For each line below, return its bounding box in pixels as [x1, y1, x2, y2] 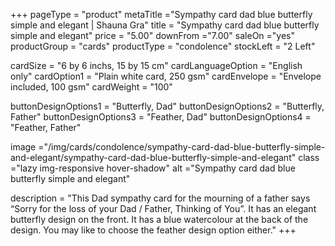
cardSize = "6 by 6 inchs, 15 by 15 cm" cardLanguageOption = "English [10, 60, 303, 71]
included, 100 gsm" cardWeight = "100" [10, 81, 173, 93]
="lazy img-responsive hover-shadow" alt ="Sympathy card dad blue [10, 162, 296, 174]
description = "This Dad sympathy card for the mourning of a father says [10, 192, 311, 204]
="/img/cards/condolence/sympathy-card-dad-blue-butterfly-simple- [38, 141, 326, 153]
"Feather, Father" [10, 122, 82, 133]
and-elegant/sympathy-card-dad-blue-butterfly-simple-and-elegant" [10, 152, 297, 163]
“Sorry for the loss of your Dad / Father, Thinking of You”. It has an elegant [10, 203, 317, 214]
